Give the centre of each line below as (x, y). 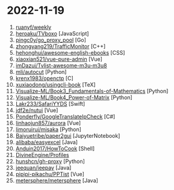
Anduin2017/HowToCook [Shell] (55, 149)
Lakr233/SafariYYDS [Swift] (50, 103)
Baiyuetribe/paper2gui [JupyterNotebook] (68, 135)
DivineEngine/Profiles (42, 155)
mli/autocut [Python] (41, 72)
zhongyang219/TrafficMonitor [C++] (61, 46)
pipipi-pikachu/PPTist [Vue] (50, 174)
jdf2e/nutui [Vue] (37, 110)
